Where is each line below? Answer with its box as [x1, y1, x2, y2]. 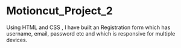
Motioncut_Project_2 [6, 4, 113, 18]
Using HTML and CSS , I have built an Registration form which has [6, 24, 171, 31]
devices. [6, 36, 28, 43]
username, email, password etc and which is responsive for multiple [6, 30, 176, 37]
